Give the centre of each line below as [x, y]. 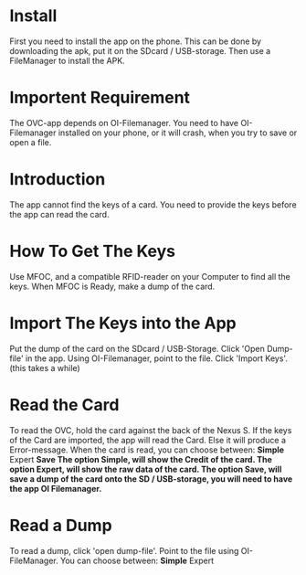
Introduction [58, 180]
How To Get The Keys [93, 251]
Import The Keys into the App [123, 323]
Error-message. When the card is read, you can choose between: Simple [147, 450]
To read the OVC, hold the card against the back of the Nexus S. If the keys [151, 430]
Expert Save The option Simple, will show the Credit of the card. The [141, 459]
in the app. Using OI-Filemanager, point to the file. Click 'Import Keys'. [157, 358]
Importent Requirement [100, 98]
